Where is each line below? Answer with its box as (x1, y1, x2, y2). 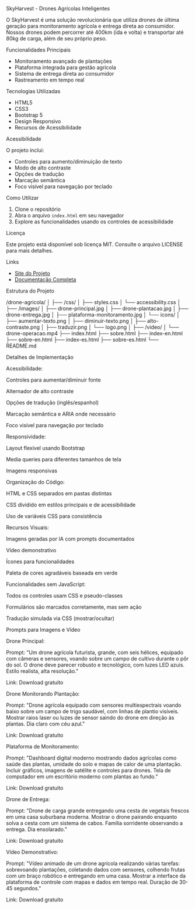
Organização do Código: (6, 479, 65, 485)
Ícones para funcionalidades (6, 558, 75, 565)
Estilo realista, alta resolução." (6, 668, 79, 675)
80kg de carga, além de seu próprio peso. (6, 35, 107, 42)
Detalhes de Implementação (6, 354, 74, 360)
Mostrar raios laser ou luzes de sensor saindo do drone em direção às (6, 714, 175, 721)
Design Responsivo (14, 118, 61, 125)
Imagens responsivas (6, 467, 57, 474)
